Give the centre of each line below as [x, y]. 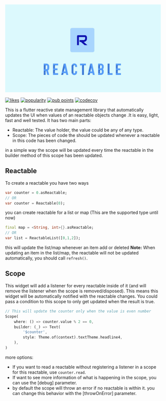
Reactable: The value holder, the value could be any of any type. [78, 130]
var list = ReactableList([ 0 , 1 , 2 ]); [43, 238]
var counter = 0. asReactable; [36, 193]
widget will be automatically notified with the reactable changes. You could [82, 296]
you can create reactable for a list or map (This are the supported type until [82, 212]
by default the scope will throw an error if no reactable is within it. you [83, 388]
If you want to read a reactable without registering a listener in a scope [84, 367]
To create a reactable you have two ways [47, 183]
